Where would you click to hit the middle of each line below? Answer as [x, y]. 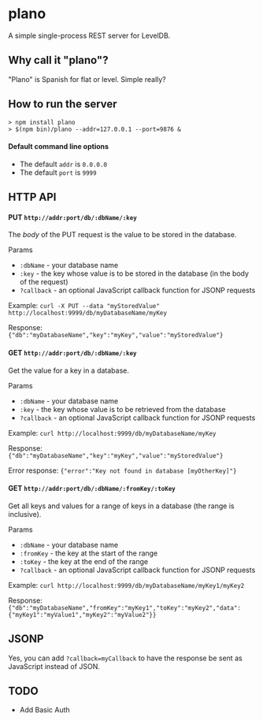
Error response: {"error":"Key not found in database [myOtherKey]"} [122, 470]
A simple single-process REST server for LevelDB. [89, 35]
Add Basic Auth [45, 710]
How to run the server [63, 104]
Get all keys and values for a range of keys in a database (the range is [121, 506]
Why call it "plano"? [58, 60]
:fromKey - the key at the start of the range [89, 553]
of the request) [44, 282]
